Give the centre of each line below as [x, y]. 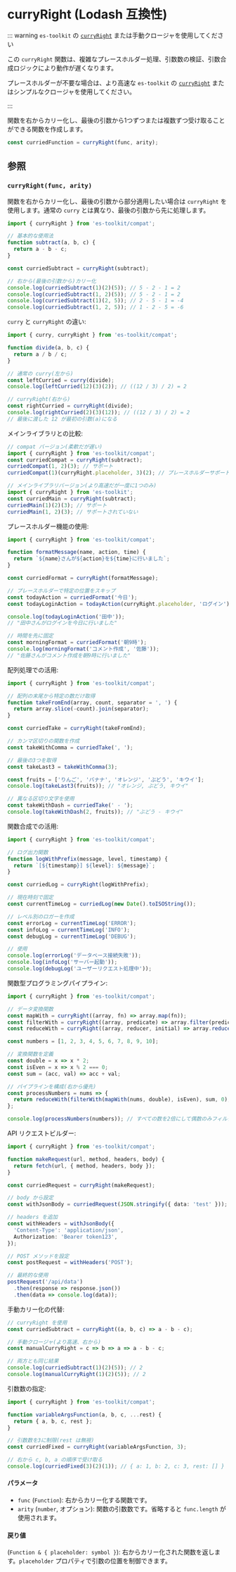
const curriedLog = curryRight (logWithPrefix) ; [78, 885]
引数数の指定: [27, 1388]
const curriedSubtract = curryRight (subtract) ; [78, 268]
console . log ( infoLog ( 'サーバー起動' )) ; [63, 963]
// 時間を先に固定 [31, 636]
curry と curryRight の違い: [47, 322]
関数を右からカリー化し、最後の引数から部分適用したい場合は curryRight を [117, 201]
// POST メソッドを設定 [38, 1256]
